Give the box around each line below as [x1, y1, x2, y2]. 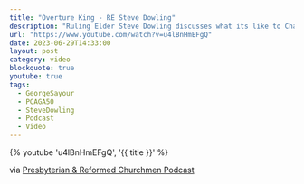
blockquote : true [9, 64, 75, 73]
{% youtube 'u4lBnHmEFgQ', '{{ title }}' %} [9, 147, 169, 158]
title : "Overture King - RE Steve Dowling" [9, 13, 176, 23]
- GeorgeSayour [17, 88, 75, 97]
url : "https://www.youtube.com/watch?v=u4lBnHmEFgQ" [9, 30, 213, 39]
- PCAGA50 [17, 97, 54, 106]
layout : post [9, 47, 59, 56]
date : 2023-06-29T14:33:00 [9, 38, 111, 48]
